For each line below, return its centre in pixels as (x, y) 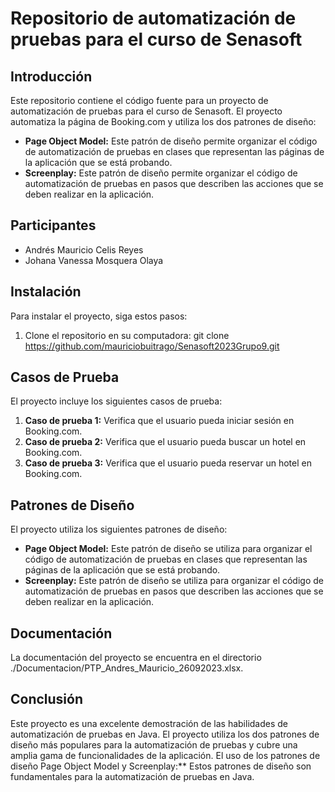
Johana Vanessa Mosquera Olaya (94, 260)
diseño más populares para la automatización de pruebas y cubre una (154, 744)
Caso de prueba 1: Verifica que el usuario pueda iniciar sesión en (159, 421)
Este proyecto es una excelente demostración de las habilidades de (149, 723)
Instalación (46, 292)
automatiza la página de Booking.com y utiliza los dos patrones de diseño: (163, 121)
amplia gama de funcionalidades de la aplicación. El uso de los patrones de (165, 755)
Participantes (53, 225)
